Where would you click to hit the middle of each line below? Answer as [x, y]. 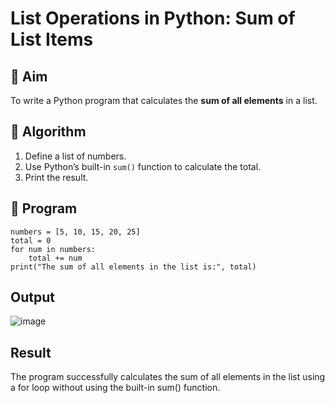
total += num [55, 258]
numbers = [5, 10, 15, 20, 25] [75, 232]
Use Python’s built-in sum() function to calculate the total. [143, 166]
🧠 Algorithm [48, 132]
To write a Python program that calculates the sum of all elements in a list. [164, 100]
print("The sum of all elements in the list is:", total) [133, 267]
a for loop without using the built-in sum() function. [115, 388]
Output [32, 297]
